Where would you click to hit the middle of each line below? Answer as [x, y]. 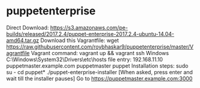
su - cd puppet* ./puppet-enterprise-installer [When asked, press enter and [100, 72]
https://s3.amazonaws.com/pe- [89, 28]
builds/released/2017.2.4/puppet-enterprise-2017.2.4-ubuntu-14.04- [90, 34]
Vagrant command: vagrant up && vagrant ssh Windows [100, 53]
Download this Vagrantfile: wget [80, 40]
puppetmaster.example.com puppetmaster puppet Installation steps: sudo [97, 66]
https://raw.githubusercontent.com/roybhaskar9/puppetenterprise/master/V [100, 47]
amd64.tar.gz [23, 40]
